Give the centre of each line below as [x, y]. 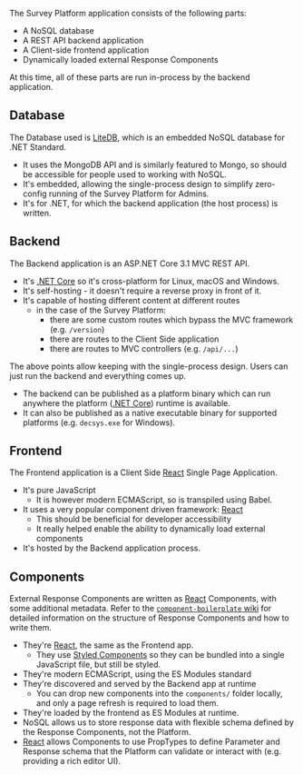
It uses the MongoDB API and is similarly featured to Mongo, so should [155, 164]
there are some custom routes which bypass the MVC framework [171, 319]
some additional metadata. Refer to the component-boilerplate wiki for [141, 609]
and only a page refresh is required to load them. [127, 703]
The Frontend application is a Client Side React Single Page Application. [144, 472]
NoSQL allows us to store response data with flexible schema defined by [158, 722]
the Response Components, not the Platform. [107, 732]
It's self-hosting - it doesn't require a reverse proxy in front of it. [142, 291]
